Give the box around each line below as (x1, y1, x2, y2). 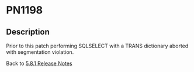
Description (6, 27, 50, 37)
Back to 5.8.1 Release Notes (6, 60, 72, 67)
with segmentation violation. (6, 49, 74, 56)
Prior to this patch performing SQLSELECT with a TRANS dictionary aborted (6, 42, 189, 49)
